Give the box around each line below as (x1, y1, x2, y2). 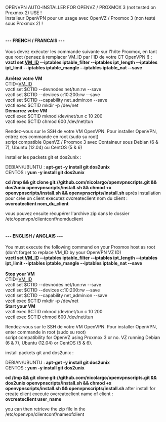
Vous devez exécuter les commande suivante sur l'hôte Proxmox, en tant (5, 49, 157, 55)
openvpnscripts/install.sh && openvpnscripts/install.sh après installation (5, 190, 161, 196)
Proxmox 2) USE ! (5, 10, 42, 16)
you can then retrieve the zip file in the (5, 406, 86, 412)
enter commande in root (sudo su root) (5, 329, 86, 335)
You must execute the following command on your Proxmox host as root (5, 244, 155, 250)
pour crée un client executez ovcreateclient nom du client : (5, 195, 128, 201)
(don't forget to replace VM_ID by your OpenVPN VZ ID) (5, 249, 121, 256)
